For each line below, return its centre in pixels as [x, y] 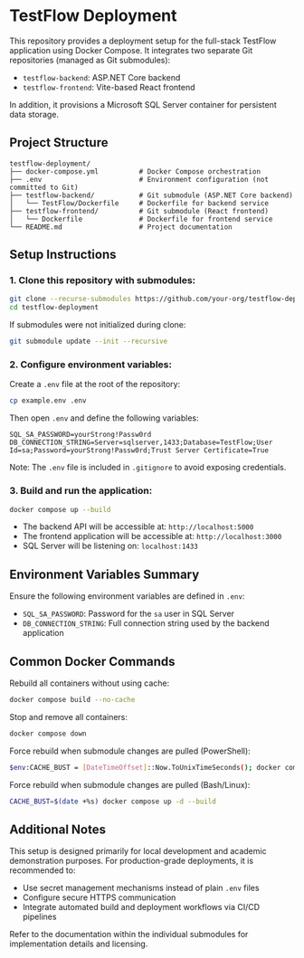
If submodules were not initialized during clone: [98, 325]
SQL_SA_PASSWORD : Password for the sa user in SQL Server [128, 614]
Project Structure [59, 142]
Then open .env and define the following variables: [104, 418]
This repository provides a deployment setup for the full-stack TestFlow [143, 41]
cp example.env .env [48, 401]
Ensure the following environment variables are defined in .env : [127, 596]
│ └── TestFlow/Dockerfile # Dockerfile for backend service [139, 203]
